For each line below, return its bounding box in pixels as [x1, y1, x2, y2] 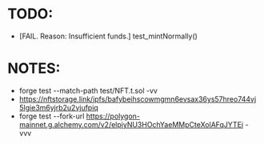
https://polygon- [86, 111, 141, 121]
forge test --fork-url [18, 111, 85, 121]
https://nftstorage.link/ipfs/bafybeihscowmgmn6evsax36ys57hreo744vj [18, 94, 257, 104]
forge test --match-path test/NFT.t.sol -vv [18, 86, 158, 95]
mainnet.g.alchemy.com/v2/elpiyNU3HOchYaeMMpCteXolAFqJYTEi [18, 119, 244, 129]
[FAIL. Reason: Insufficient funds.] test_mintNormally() [18, 31, 198, 41]
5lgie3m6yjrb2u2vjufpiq [18, 102, 99, 112]
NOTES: [7, 59, 61, 78]
